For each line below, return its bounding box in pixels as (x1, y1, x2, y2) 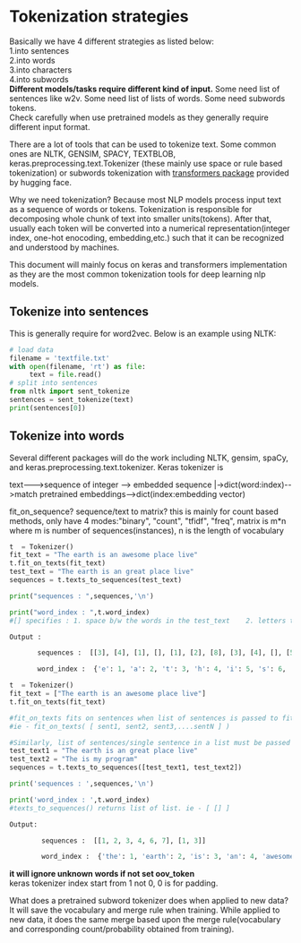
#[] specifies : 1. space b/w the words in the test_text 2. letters (9, 616, 287, 625)
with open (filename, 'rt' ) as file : (9, 362, 146, 371)
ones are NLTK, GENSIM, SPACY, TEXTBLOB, (9, 148, 176, 159)
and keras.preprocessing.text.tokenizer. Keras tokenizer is (9, 461, 224, 472)
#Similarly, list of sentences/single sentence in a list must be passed (9, 738, 291, 747)
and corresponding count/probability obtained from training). (9, 924, 235, 935)
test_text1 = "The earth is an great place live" (9, 746, 199, 756)
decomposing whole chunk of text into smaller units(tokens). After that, (9, 213, 271, 224)
